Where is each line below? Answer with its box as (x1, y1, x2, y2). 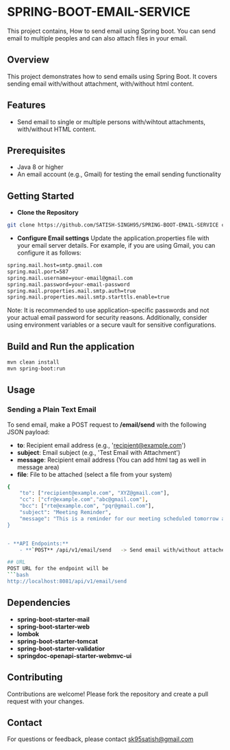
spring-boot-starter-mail (16, 615, 90, 623)
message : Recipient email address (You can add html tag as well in (16, 456, 207, 464)
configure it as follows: (16, 248, 82, 257)
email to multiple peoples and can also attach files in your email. (7, 34, 188, 42)
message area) (16, 462, 60, 471)
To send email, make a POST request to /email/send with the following (7, 420, 207, 429)
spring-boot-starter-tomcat (16, 637, 98, 645)
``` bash (7, 572, 29, 578)
